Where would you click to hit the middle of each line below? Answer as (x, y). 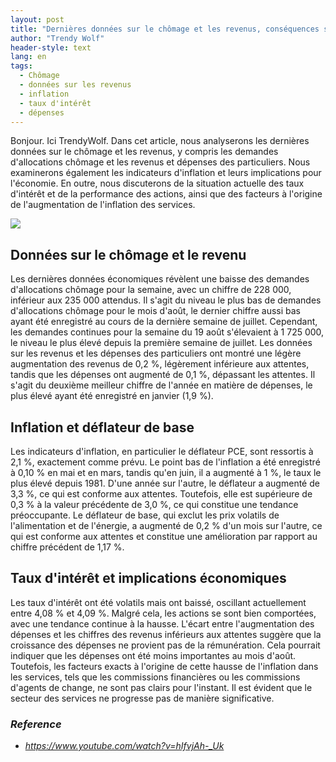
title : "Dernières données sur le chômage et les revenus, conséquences (165, 29)
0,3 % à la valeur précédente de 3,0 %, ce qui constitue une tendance (154, 504)
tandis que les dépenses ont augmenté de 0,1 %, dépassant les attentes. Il (163, 375)
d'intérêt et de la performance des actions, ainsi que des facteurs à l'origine (166, 194)
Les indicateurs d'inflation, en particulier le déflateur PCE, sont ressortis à (162, 451)
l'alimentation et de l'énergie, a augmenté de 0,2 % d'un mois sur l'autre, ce (166, 525)
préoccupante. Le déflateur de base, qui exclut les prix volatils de (145, 515)
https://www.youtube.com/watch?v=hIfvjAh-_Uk (124, 746)
